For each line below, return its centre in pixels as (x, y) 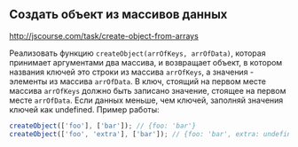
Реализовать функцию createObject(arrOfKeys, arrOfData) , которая (137, 53)
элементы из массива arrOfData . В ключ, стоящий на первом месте (137, 81)
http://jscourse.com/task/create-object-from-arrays (104, 35)
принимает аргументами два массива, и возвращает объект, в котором (146, 62)
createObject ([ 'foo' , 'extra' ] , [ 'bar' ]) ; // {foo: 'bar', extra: (134, 134)
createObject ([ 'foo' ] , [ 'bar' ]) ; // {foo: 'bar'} (103, 126)
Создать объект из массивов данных (118, 15)
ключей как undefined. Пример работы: (84, 109)
